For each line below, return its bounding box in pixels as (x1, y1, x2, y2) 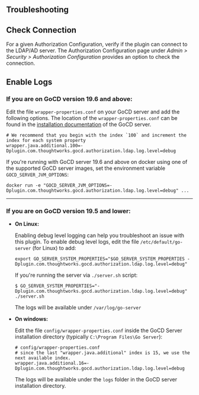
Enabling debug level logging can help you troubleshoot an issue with (14, 232, 185, 239)
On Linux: (14, 220, 40, 227)
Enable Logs (6, 77, 53, 87)
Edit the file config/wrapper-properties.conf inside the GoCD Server (14, 327, 182, 334)
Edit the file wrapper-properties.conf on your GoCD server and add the (6, 108, 180, 115)
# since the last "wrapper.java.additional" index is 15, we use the (14, 350, 191, 356)
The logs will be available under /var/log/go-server (14, 304, 142, 311)
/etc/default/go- (140, 239, 183, 245)
